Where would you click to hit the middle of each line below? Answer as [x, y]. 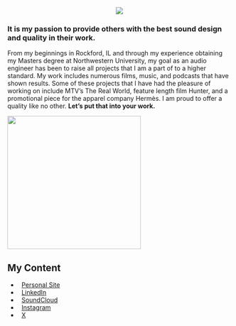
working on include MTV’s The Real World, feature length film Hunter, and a [118, 91]
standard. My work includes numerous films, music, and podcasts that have [118, 76]
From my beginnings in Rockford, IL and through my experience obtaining [115, 53]
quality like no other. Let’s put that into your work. [81, 106]
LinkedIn [34, 293]
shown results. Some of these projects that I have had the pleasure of [109, 83]
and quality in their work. [52, 38]
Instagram [36, 308]
